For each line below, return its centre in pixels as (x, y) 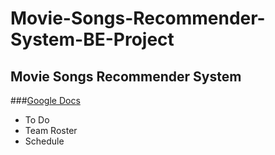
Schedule (44, 141)
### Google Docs (45, 100)
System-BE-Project (92, 39)
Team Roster (51, 130)
